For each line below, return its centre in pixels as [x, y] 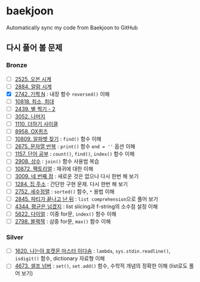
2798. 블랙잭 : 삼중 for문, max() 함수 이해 [63, 221]
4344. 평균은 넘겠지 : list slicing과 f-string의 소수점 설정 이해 [86, 206]
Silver [15, 237]
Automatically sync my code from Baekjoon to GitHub [72, 27]
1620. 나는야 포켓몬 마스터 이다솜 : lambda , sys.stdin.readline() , [93, 251]
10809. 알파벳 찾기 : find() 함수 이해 [58, 139]
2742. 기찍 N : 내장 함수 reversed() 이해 [62, 94]
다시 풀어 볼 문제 [34, 48]
